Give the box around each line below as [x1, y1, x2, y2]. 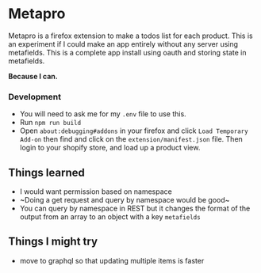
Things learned [8, 165, 85, 179]
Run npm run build [19, 118, 82, 127]
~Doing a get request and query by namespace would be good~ [19, 195, 230, 205]
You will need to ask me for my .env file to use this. [19, 109, 186, 119]
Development [8, 91, 62, 102]
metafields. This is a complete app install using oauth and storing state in [8, 47, 247, 57]
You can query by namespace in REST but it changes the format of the [19, 203, 251, 214]
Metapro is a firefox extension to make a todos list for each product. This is [8, 31, 253, 40]
